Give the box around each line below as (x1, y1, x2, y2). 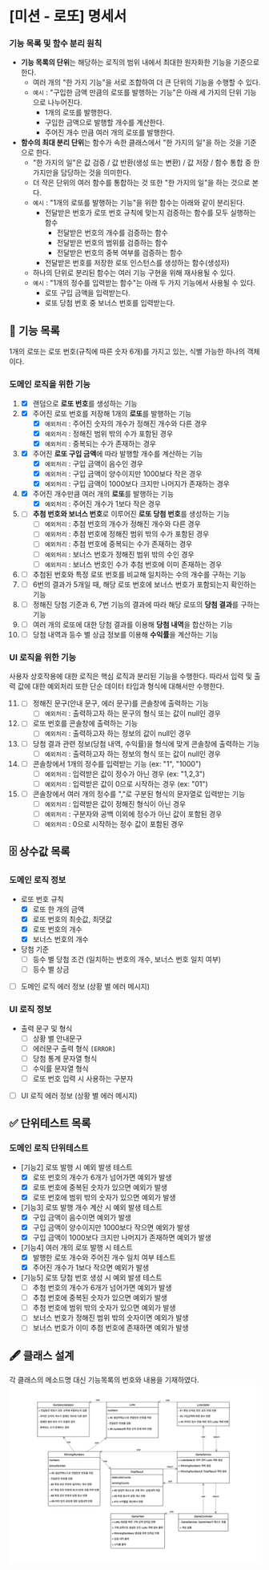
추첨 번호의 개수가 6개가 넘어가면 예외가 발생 (32, 1283, 172, 1293)
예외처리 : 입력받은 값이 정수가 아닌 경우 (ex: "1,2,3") (44, 769, 206, 779)
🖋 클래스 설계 (9, 1349, 74, 1362)
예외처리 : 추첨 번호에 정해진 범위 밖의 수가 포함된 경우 (44, 529, 210, 539)
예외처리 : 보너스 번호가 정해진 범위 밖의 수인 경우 (44, 549, 195, 559)
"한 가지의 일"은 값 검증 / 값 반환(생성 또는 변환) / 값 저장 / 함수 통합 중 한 (32, 158, 260, 168)
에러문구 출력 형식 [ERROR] (32, 1043, 116, 1053)
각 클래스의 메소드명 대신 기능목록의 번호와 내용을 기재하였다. (9, 1375, 199, 1385)
